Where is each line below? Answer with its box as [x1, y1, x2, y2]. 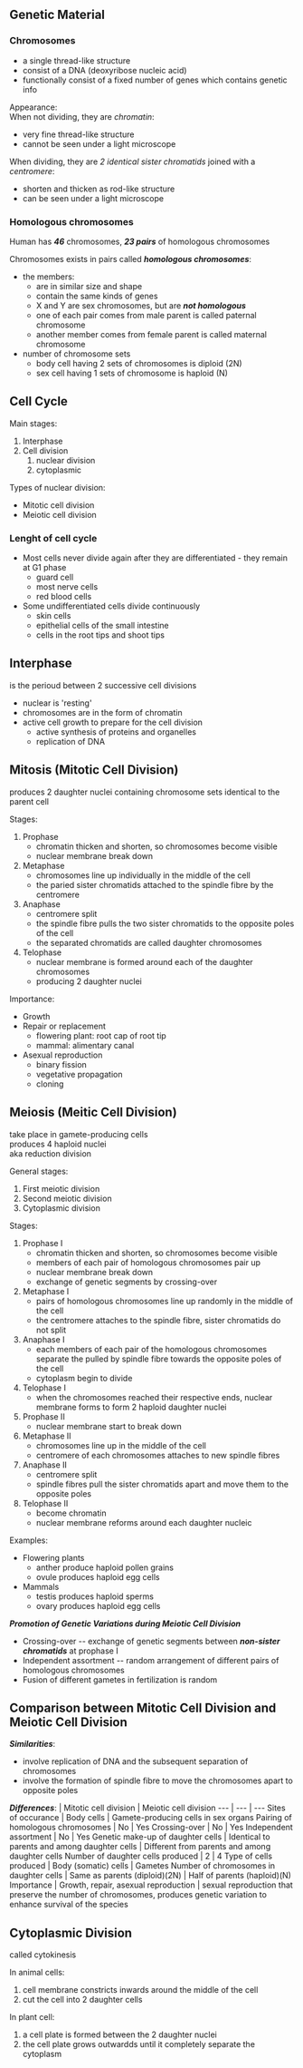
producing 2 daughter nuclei [35, 975, 142, 987]
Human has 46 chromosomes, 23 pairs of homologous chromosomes [9, 236, 270, 247]
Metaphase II [22, 1430, 71, 1441]
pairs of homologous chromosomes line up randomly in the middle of [35, 1295, 294, 1306]
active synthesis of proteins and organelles [35, 726, 197, 737]
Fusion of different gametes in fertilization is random [22, 1673, 218, 1685]
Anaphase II [22, 1459, 68, 1470]
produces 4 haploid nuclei [9, 1138, 107, 1149]
